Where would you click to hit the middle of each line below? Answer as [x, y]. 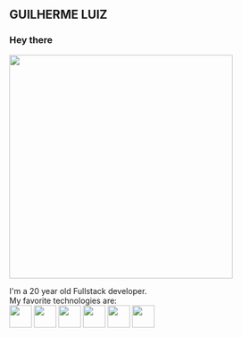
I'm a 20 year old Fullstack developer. [78, 291]
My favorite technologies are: [63, 300]
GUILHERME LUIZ [58, 15]
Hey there [31, 40]
